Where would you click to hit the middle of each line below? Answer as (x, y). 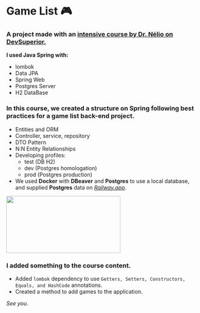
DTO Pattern (31, 142)
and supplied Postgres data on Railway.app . (71, 187)
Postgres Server (35, 86)
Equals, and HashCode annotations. (59, 285)
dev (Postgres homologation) (60, 168)
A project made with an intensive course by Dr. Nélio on (90, 35)
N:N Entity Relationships (45, 148)
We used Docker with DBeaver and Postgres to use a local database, (102, 181)
